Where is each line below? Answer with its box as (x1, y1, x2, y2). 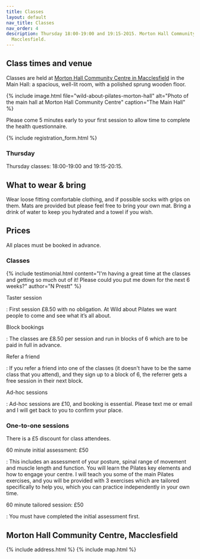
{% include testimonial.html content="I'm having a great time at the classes (6, 270, 191, 277)
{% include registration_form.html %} (6, 134, 98, 141)
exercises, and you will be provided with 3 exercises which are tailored (6, 477, 180, 485)
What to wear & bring (6, 180, 86, 190)
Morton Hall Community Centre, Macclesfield (6, 530, 179, 540)
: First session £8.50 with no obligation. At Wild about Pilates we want (6, 306, 177, 313)
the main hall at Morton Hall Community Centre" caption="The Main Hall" (6, 98, 186, 105)
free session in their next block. (6, 377, 83, 384)
